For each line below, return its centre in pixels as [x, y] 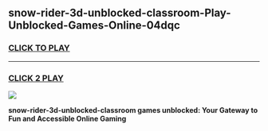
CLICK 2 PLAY [36, 78]
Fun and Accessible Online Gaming [67, 118]
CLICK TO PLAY [39, 48]
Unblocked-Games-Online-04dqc [95, 26]
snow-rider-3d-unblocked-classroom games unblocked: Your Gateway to [133, 110]
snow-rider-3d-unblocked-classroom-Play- [120, 13]
